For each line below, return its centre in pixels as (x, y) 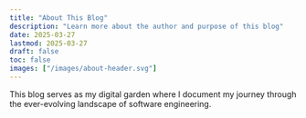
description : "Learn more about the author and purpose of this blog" (147, 26)
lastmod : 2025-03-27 (49, 43)
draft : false (34, 52)
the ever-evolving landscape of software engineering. (111, 103)
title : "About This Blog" (58, 18)
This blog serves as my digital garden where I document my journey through (153, 94)
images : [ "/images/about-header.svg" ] (83, 69)
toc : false (30, 60)
